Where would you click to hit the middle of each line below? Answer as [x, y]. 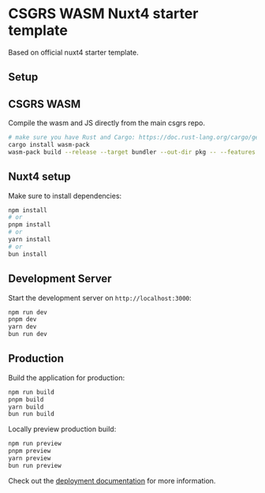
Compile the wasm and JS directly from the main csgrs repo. [107, 123]
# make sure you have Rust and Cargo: [72, 138]
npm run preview [35, 444]
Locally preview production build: [62, 429]
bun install [28, 254]
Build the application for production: [66, 377]
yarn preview [30, 458]
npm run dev [28, 312]
